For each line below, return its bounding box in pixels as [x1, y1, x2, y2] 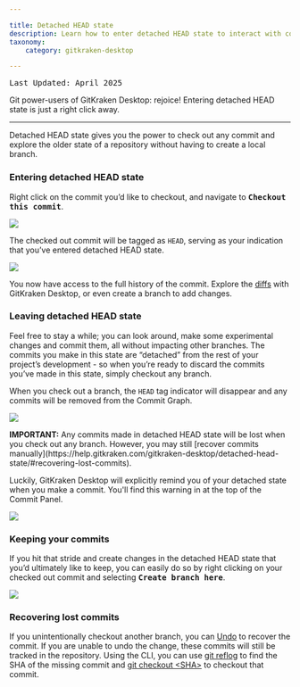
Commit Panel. [9, 493, 63, 504]
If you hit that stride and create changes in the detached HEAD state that [9, 553, 277, 564]
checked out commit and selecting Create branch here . [9, 572, 226, 583]
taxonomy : [9, 37, 46, 46]
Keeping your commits [9, 533, 110, 545]
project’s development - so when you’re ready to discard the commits [9, 359, 265, 369]
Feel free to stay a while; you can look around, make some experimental [9, 330, 274, 341]
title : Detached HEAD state [9, 21, 114, 29]
